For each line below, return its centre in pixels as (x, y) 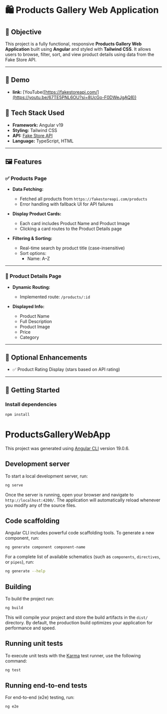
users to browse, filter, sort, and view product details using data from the (80, 54)
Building (18, 587)
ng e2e (12, 707)
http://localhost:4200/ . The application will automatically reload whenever (83, 500)
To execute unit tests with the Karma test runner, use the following (73, 655)
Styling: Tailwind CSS (35, 130)
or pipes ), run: (20, 562)
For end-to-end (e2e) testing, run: (40, 698)
